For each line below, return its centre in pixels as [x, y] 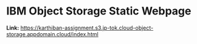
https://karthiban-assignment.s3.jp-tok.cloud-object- [87, 28]
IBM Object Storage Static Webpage [99, 11]
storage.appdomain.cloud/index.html [52, 34]
